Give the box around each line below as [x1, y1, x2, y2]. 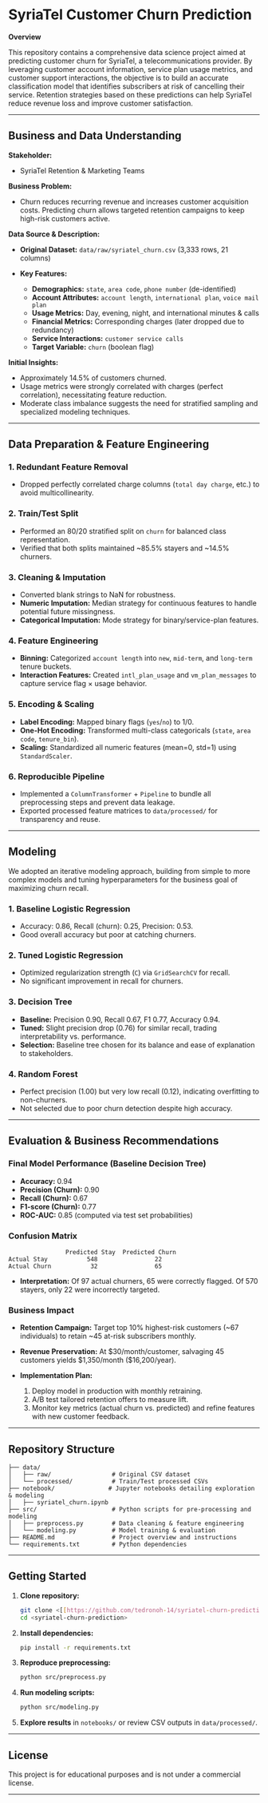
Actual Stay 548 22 [8, 1255, 162, 1263]
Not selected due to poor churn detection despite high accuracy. [19, 1103, 233, 1113]
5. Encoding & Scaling [8, 699, 94, 710]
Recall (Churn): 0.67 [19, 1193, 88, 1203]
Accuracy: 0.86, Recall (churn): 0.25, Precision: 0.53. [19, 921, 194, 931]
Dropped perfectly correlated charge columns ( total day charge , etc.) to [19, 479, 260, 489]
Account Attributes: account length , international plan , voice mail [31, 292, 259, 302]
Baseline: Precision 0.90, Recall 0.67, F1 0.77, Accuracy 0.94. [19, 1015, 221, 1024]
